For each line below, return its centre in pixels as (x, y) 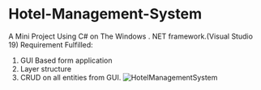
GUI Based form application (66, 60)
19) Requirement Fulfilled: (51, 44)
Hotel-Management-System (105, 14)
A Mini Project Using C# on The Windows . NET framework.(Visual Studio (131, 36)
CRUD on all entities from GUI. (71, 77)
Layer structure (45, 68)
